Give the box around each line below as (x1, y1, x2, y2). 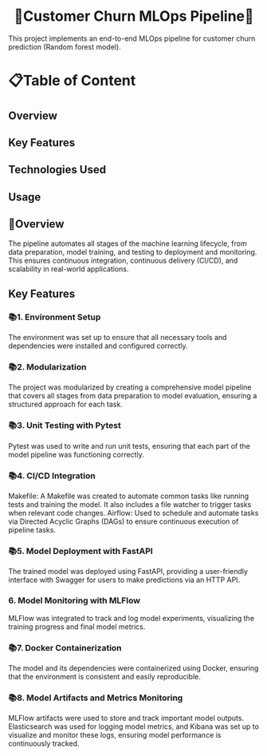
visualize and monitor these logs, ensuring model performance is (8, 730, 222, 740)
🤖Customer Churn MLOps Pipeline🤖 (14, 7, 254, 26)
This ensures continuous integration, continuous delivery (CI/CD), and (8, 255, 238, 265)
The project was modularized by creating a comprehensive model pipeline (8, 382, 253, 392)
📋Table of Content (8, 72, 136, 90)
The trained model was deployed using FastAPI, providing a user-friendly (8, 567, 249, 576)
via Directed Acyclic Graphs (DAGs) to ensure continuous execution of (8, 517, 239, 526)
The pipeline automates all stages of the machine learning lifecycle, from (8, 239, 247, 248)
